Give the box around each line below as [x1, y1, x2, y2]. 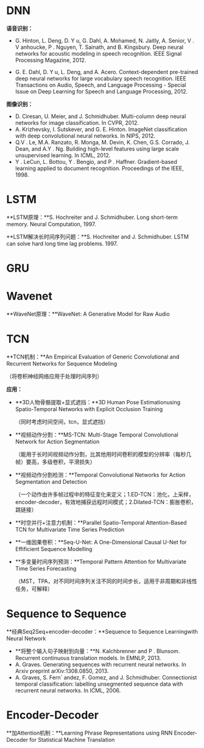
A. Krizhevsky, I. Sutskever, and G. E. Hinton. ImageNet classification [15, 125, 188, 133]
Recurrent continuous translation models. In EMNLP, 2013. [15, 654, 161, 661]
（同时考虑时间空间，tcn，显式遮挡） [15, 418, 109, 425]
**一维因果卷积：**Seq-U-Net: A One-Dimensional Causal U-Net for [15, 538, 187, 546]
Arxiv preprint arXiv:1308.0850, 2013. [15, 667, 109, 675]
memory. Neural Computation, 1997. [6, 220, 96, 228]
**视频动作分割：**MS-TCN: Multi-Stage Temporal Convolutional [15, 431, 178, 438]
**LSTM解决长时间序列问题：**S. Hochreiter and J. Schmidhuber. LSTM [6, 233, 189, 240]
